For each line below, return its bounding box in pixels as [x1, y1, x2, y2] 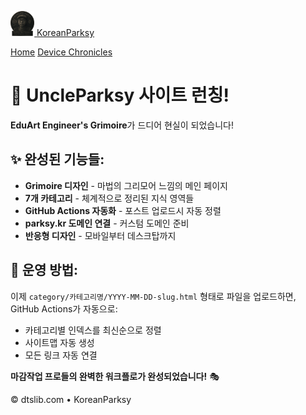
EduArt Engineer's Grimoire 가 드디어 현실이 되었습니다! [10, 119, 234, 131]
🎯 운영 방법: [10, 262, 79, 279]
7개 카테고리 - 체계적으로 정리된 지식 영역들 [24, 192, 195, 204]
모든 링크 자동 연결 [24, 349, 98, 361]
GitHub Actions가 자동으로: [10, 302, 118, 315]
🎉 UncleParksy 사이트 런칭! [10, 84, 230, 107]
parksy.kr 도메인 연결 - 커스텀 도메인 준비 [24, 217, 190, 229]
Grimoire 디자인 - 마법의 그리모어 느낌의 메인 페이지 [24, 179, 228, 191]
